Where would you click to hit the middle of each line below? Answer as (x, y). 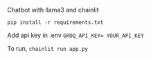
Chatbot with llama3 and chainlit (53, 10)
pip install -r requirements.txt (55, 23)
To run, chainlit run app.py (48, 48)
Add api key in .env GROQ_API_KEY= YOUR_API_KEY (75, 35)
